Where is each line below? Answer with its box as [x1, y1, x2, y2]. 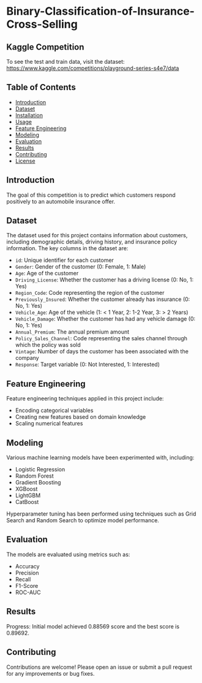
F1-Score [15, 582, 39, 589]
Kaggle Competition [6, 42, 84, 52]
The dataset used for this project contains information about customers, [6, 232, 188, 239]
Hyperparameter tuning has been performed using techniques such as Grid [6, 510, 196, 517]
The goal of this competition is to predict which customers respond [6, 191, 176, 199]
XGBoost [15, 486, 38, 493]
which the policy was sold [15, 341, 81, 349]
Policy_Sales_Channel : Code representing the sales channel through [15, 335, 188, 342]
